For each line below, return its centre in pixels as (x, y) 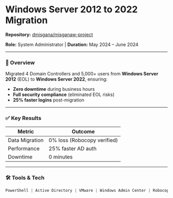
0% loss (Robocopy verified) (83, 140)
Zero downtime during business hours (54, 89)
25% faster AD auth (73, 148)
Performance (24, 148)
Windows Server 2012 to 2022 (72, 9)
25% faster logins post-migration (49, 100)
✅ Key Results (23, 118)
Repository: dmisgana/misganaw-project (49, 34)
